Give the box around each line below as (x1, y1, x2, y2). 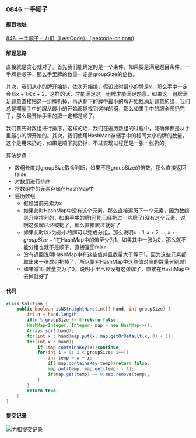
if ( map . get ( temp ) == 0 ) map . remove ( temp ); (47, 371, 150, 377)
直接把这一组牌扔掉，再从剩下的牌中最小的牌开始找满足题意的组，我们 (21, 98, 190, 105)
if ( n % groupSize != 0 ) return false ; (27, 317, 118, 323)
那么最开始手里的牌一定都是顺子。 (16, 112, 98, 119)
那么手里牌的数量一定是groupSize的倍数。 (36, 71, 138, 78)
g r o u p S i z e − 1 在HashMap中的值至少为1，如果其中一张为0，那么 (23, 236, 177, 243)
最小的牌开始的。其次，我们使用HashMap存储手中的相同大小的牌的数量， (10, 132, 188, 139)
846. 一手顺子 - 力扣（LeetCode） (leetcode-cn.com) (6, 35, 135, 42)
